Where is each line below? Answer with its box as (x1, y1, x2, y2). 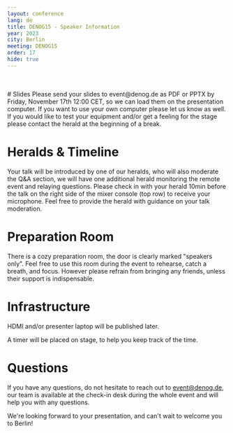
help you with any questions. (7, 398, 90, 406)
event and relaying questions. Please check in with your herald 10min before (7, 182, 227, 190)
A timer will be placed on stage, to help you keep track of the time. (7, 335, 198, 343)
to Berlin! (7, 419, 33, 427)
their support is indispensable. (7, 274, 94, 283)
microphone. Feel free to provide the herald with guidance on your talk (7, 197, 210, 205)
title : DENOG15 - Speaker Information (7, 23, 120, 30)
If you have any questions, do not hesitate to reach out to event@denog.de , (7, 383, 225, 392)
